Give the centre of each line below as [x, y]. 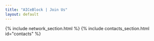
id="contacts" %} [23, 34]
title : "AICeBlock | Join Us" [37, 10]
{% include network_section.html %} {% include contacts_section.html [77, 28]
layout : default [22, 14]
